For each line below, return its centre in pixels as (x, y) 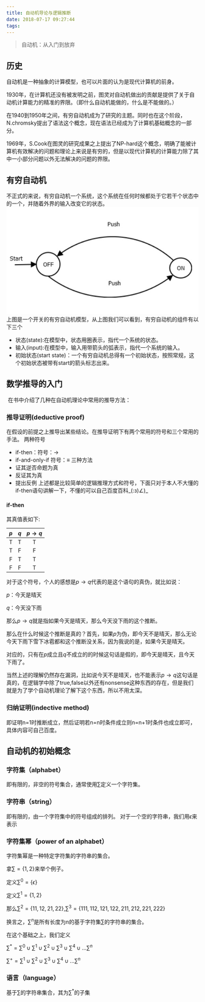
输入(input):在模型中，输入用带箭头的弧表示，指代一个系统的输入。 (99, 348)
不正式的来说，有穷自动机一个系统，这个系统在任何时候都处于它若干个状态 (100, 196)
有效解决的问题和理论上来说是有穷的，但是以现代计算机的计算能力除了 (105, 151)
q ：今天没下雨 (24, 608)
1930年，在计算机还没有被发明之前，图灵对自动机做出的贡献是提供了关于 (98, 95)
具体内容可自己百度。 (33, 730)
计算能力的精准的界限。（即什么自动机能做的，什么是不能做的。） (97, 102)
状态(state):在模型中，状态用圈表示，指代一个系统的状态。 (88, 340)
